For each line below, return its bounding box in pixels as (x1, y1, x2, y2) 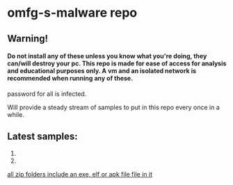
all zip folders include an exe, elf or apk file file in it (7, 170, 153, 178)
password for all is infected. (7, 89, 87, 98)
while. (7, 110, 24, 119)
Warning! (7, 33, 49, 45)
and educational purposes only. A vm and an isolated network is (7, 67, 197, 75)
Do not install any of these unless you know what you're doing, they (7, 52, 207, 61)
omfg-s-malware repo (7, 5, 138, 21)
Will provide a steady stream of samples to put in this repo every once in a (7, 103, 220, 111)
